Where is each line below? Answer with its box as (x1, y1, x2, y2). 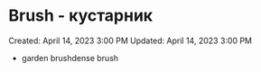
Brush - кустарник (8, 5, 154, 26)
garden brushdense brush (21, 52, 119, 63)
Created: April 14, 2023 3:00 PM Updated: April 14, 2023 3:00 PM (8, 35, 252, 46)
